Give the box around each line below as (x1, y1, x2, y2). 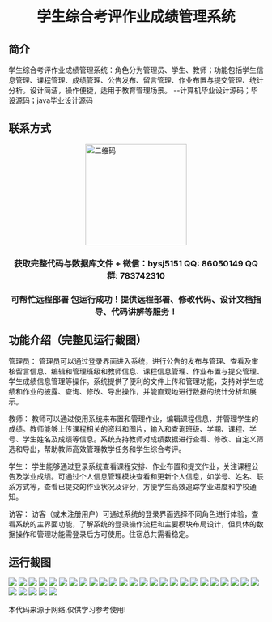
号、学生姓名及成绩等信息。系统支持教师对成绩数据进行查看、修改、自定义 (8, 434, 257, 444)
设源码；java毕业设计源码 (8, 96, 93, 105)
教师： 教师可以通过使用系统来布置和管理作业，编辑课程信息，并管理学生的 (8, 414, 259, 424)
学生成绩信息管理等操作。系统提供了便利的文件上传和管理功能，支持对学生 (8, 377, 257, 386)
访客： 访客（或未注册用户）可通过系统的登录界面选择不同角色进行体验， (8, 509, 252, 519)
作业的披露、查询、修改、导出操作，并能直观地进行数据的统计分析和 (22, 386, 249, 397)
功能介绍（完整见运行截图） (8, 334, 147, 347)
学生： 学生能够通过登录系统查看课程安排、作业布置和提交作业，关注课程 (8, 462, 252, 471)
